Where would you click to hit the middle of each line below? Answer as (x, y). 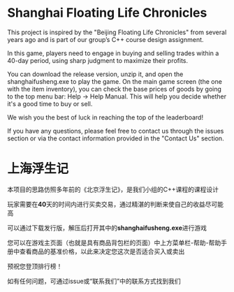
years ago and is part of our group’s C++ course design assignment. (105, 39)
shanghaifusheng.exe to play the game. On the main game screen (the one (115, 81)
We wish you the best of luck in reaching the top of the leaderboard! (105, 117)
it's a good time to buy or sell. (50, 103)
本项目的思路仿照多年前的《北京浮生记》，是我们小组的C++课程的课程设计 (113, 189)
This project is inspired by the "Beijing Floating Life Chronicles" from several (117, 32)
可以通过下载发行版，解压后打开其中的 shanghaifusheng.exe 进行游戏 (107, 228)
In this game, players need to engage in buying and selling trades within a (113, 53)
